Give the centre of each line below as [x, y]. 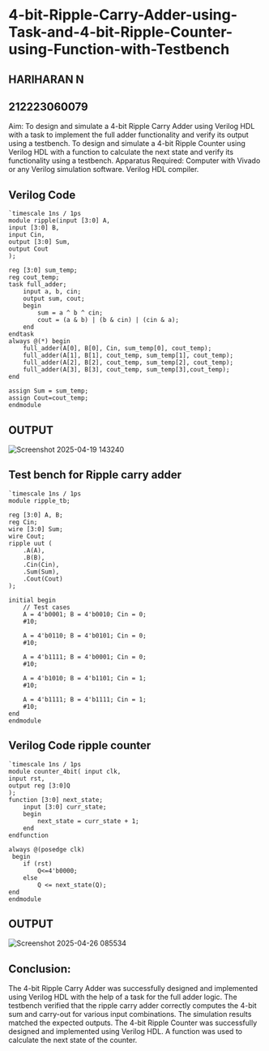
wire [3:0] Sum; [36, 529]
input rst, [27, 779]
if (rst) [38, 864]
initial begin [32, 600]
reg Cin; [23, 522]
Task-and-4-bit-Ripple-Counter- [121, 32]
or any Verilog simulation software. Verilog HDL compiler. [104, 169]
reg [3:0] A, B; [36, 515]
